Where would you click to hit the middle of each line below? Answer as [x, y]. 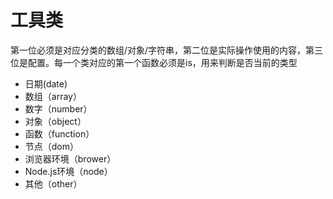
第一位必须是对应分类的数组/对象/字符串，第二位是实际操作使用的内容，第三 [167, 50]
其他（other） [53, 183]
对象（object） [55, 121]
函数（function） [59, 133]
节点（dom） [52, 146]
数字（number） [58, 108]
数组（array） [53, 96]
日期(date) [46, 83]
